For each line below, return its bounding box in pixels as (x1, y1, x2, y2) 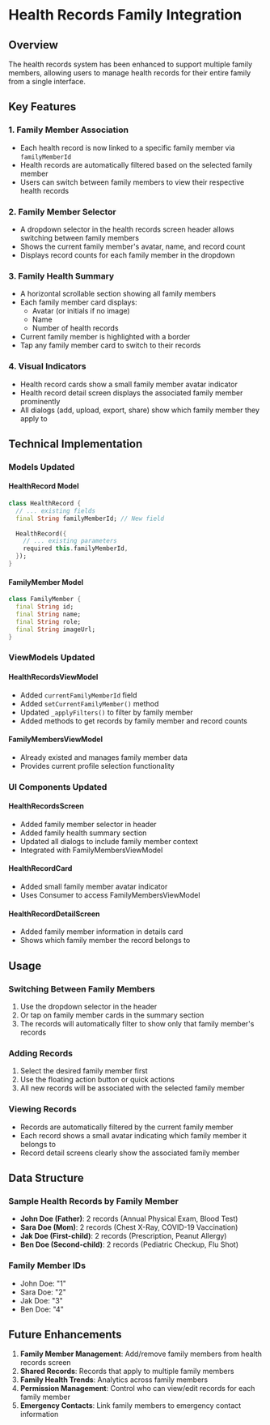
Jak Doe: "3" (19, 1295, 63, 1305)
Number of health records (32, 323, 119, 333)
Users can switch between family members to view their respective (19, 177, 245, 187)
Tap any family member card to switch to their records (19, 340, 201, 350)
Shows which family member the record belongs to (19, 936, 191, 945)
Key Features (8, 100, 77, 114)
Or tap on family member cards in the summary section (19, 1010, 205, 1020)
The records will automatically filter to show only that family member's (19, 1018, 255, 1028)
